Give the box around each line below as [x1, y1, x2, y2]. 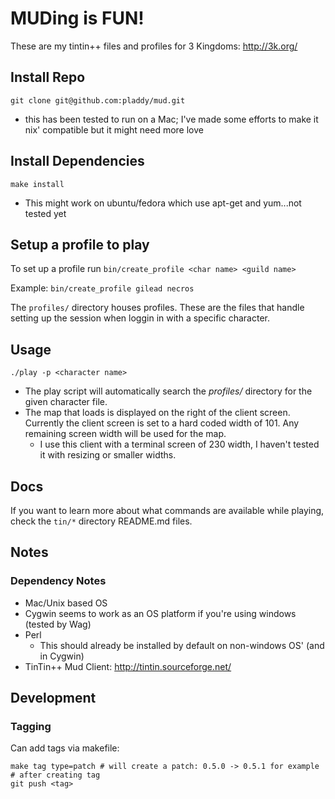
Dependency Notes [10, 574, 107, 588]
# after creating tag [10, 770, 101, 781]
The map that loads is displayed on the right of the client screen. [24, 407, 291, 419]
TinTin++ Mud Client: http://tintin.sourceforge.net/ [24, 660, 232, 672]
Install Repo [10, 69, 86, 86]
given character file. [24, 396, 108, 408]
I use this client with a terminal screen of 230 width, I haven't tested [39, 438, 320, 451]
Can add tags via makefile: [10, 742, 120, 754]
